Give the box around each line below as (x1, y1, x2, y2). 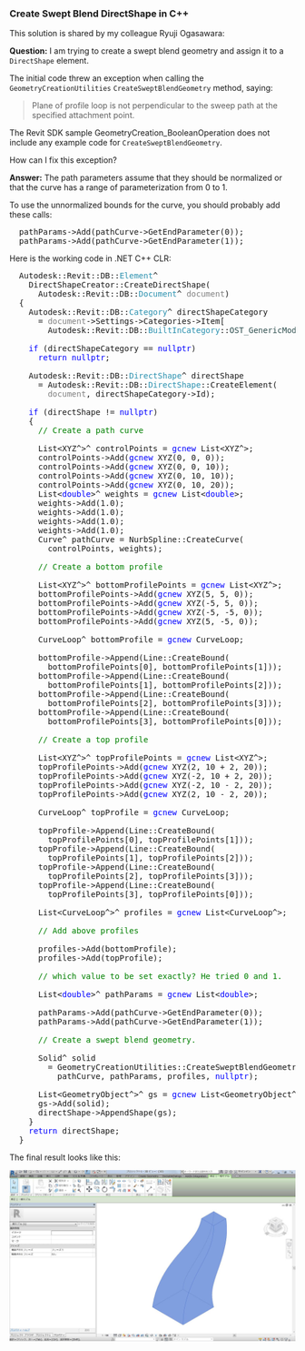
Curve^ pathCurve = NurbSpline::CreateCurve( (37, 535, 245, 545)
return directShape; (28, 1126, 120, 1136)
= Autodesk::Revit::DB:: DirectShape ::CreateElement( (37, 380, 279, 390)
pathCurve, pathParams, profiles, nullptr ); (57, 1072, 259, 1082)
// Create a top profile (37, 735, 149, 745)
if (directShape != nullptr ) (28, 408, 159, 418)
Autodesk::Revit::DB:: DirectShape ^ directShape (28, 371, 245, 381)
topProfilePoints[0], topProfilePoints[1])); (47, 835, 254, 845)
